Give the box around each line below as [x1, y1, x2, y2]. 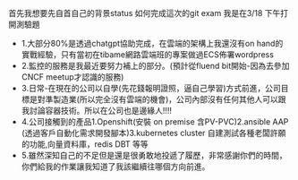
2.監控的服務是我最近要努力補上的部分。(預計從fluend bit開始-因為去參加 [21, 61, 290, 71]
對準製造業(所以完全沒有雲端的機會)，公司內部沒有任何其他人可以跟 [37, 94, 287, 105]
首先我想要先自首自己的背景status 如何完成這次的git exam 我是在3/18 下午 [8, 8, 281, 18]
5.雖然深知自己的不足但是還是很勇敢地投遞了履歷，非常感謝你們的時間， [21, 150, 287, 160]
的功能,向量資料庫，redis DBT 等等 [21, 139, 149, 150]
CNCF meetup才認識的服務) [21, 72, 124, 82]
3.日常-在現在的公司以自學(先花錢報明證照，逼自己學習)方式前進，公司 [21, 83, 281, 93]
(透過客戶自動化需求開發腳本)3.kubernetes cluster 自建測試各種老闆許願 [21, 128, 286, 138]
